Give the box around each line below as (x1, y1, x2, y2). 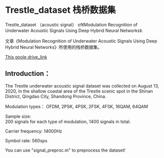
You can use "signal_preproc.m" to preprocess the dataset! (5, 147, 126, 153)
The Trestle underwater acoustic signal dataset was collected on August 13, (5, 83, 160, 89)
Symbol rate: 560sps (5, 137, 48, 143)
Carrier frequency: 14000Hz (5, 128, 63, 134)
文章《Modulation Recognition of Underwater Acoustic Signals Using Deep (5, 38, 157, 44)
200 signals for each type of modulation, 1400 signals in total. (5, 119, 131, 125)
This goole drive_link (5, 54, 47, 60)
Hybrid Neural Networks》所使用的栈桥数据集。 (5, 44, 102, 50)
